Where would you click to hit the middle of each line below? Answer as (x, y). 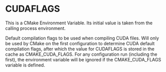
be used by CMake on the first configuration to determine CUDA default (80, 43)
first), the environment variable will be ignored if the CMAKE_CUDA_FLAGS (83, 59)
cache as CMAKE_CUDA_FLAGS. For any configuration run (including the (81, 54)
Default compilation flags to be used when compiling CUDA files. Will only (82, 38)
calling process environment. (35, 28)
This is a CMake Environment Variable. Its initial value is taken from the (79, 23)
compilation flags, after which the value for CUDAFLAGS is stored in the (80, 49)
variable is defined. (25, 65)
